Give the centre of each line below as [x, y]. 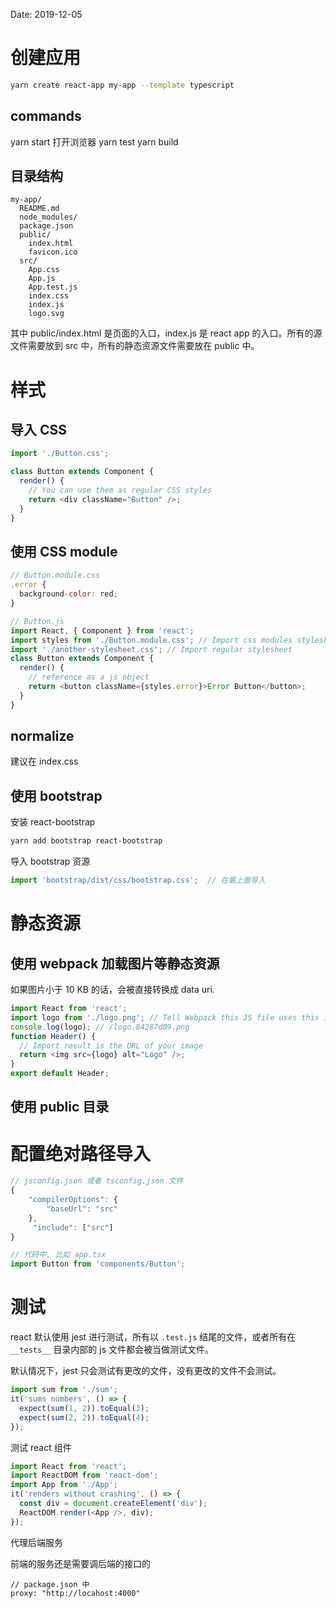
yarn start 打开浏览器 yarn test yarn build [94, 141]
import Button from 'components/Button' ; [98, 1264]
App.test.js [53, 287]
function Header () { [53, 1036]
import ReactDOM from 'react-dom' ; [84, 1475]
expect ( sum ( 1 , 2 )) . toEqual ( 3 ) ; [84, 1408]
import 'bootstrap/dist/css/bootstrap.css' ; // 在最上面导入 [138, 880]
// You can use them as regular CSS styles [120, 490]
